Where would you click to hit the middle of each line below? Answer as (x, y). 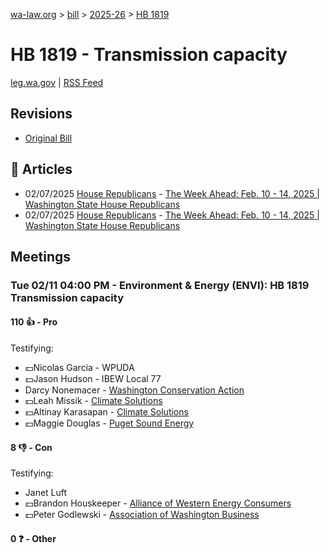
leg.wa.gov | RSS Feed (57, 82)
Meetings (41, 256)
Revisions (41, 114)
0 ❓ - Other (33, 538)
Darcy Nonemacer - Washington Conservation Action (134, 390)
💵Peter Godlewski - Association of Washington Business (142, 515)
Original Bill (48, 138)
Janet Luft (46, 493)
